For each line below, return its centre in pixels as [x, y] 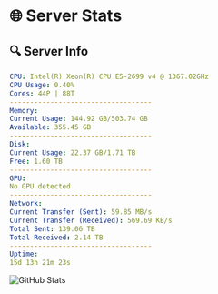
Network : [26, 204]
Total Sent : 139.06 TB [52, 228]
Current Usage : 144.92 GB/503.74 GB [79, 119]
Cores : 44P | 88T [42, 93]
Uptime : [24, 254]
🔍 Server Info [49, 51]
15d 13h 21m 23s [40, 263]
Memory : [24, 110]
